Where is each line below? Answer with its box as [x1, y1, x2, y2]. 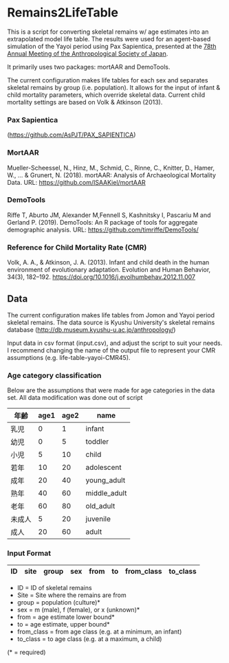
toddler [85, 437, 109, 447]
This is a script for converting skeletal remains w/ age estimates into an [7, 27, 209, 36]
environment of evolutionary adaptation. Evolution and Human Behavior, [7, 266, 211, 274]
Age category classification [7, 370, 102, 380]
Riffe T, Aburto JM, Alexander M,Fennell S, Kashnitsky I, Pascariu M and [7, 211, 211, 219]
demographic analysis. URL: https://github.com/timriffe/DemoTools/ [7, 225, 199, 234]
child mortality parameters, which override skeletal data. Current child [7, 91, 206, 99]
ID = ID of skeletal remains [17, 583, 92, 592]
